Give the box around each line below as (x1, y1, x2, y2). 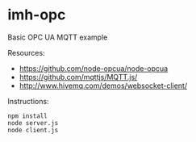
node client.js (7, 126, 59, 134)
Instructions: (7, 96, 49, 106)
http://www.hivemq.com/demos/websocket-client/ (19, 81, 187, 90)
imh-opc (7, 6, 66, 24)
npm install (7, 111, 48, 120)
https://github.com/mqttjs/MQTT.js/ (19, 72, 138, 81)
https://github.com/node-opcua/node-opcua (19, 63, 169, 73)
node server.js (7, 119, 59, 127)
